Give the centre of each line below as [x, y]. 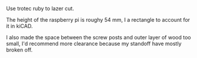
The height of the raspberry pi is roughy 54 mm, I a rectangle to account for [98, 20]
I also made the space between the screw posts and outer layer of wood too [98, 37]
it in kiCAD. [19, 26]
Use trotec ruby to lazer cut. [40, 8]
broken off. [19, 50]
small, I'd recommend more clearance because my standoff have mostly [94, 44]
